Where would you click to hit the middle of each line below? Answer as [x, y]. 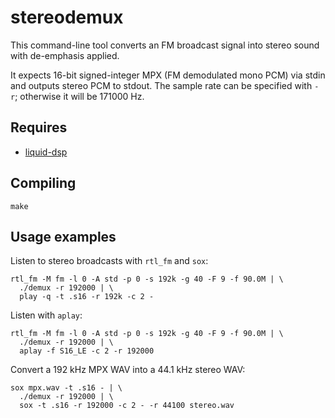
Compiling [43, 183]
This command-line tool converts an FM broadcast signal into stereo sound [165, 45]
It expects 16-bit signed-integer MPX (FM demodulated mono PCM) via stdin [168, 75]
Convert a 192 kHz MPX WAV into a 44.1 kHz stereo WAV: [128, 370]
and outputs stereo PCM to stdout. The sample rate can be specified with [161, 85]
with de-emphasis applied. [65, 55]
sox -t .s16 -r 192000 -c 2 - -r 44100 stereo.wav [127, 406]
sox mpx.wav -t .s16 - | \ [66, 388]
